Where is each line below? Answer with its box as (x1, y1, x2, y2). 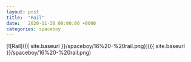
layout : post (6, 9, 39, 15)
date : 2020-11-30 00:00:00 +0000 (6, 20, 96, 26)
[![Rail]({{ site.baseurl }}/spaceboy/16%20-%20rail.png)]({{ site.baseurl (6, 43, 185, 50)
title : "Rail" (6, 15, 45, 21)
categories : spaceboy (6, 26, 61, 32)
